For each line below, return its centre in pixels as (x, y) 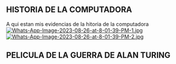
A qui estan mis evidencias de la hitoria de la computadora (78, 24)
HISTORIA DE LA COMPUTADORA (69, 10)
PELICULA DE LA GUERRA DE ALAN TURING (88, 55)
